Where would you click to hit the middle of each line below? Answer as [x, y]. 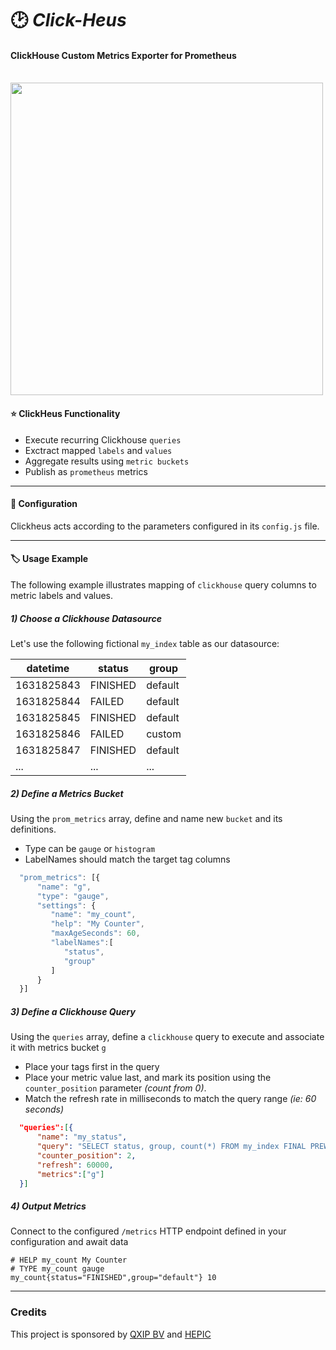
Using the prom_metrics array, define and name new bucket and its [146, 818]
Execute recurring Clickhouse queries [103, 439]
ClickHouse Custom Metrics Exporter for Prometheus [123, 55]
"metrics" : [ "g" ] [70, 1174]
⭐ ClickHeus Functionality [65, 413]
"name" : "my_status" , [82, 1137]
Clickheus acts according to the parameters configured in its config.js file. [165, 526]
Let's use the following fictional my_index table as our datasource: [145, 643]
